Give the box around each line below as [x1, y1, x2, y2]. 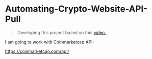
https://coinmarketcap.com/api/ [5, 48, 70, 54]
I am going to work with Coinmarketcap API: [5, 39, 94, 44]
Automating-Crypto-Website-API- [5, 3, 148, 15]
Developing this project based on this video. [17, 29, 106, 35]
